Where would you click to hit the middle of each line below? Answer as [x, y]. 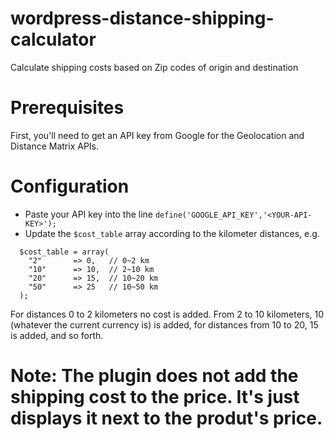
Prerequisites [67, 108]
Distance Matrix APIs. [55, 146]
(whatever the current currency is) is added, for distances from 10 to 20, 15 [164, 324]
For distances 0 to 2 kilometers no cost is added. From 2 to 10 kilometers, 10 [167, 314]
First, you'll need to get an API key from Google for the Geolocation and [157, 135]
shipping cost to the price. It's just [155, 397]
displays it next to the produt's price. [166, 418]
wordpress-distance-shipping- [142, 18]
